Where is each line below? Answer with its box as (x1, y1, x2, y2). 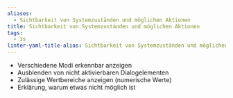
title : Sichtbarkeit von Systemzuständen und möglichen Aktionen (7, 23, 200, 30)
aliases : (7, 10, 33, 17)
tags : (7, 29, 23, 37)
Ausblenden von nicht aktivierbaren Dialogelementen (17, 68, 169, 77)
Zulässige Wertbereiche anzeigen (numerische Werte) (17, 76, 172, 84)
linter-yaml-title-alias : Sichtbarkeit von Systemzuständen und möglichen (7, 42, 228, 49)
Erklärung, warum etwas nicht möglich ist (17, 84, 136, 91)
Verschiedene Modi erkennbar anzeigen (17, 61, 132, 69)
